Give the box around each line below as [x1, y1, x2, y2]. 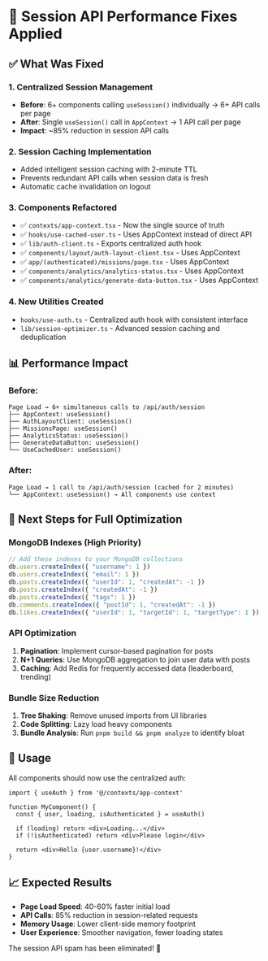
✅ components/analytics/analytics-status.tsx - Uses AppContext [19, 266, 244, 276]
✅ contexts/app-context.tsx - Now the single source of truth [19, 220, 225, 230]
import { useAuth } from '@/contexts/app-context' [8, 789, 184, 797]
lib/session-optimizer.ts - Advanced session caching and [19, 323, 221, 333]
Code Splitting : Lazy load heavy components [19, 720, 172, 729]
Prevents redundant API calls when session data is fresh [19, 173, 209, 183]
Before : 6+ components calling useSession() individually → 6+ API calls [19, 99, 261, 109]
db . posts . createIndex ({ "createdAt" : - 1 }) [8, 585, 158, 594]
